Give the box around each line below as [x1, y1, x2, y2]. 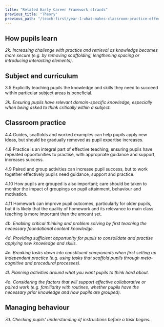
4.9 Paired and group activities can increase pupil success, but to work [5, 166, 148, 172]
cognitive [5, 260, 24, 266]
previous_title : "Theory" [5, 12, 58, 17]
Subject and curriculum [5, 72, 78, 80]
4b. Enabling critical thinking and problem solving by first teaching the [5, 220, 147, 226]
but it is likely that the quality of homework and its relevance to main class [5, 205, 154, 211]
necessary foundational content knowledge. [5, 225, 94, 231]
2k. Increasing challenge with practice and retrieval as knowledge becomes [5, 47, 158, 53]
